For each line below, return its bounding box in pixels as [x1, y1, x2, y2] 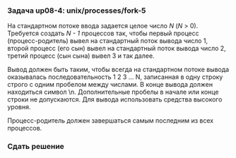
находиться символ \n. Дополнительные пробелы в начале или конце [7, 87, 219, 97]
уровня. [7, 103, 31, 111]
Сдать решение [7, 142, 65, 152]
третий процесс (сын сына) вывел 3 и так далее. [7, 51, 155, 60]
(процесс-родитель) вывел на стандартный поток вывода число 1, [7, 37, 208, 45]
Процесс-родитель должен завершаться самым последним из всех [7, 116, 214, 125]
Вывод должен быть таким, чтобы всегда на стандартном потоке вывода [7, 66, 230, 74]
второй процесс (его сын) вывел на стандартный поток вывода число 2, [7, 44, 226, 53]
